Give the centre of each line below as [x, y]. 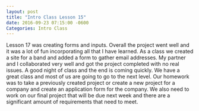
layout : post [22, 12]
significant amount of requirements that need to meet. [72, 102]
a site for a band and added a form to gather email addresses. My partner [96, 58]
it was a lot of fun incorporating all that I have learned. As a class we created [100, 52]
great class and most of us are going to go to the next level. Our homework [98, 77]
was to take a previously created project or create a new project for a [91, 83]
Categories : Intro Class [37, 28]
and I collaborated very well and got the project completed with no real [93, 64]
